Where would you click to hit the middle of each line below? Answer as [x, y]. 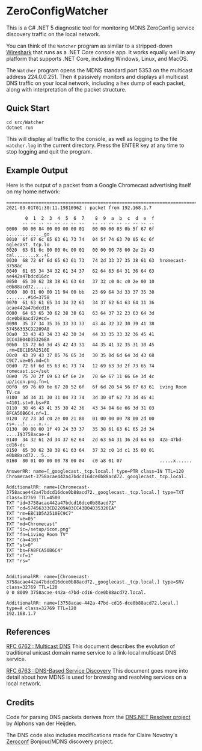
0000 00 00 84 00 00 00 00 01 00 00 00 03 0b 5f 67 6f [80, 229]
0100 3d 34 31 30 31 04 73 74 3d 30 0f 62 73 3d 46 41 [80, 397]
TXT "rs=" [19, 561]
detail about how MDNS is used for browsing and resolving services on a [96, 677]
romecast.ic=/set [28, 371]
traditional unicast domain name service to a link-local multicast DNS [91, 653]
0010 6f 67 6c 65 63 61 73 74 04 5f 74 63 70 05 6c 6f [80, 239]
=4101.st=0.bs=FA [28, 403]
